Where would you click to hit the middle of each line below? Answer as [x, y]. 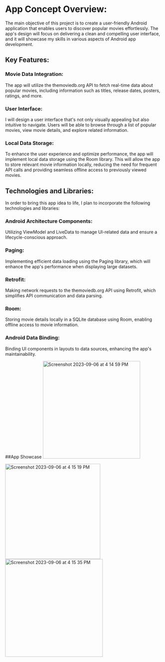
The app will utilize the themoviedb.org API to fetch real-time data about [79, 85]
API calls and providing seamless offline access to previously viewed [76, 170]
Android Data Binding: [32, 338]
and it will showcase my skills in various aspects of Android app [71, 39]
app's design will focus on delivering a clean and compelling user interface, [83, 33]
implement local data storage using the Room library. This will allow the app [83, 159]
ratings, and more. [24, 95]
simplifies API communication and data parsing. [54, 295]
